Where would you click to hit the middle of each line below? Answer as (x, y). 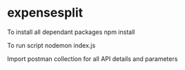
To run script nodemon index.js (51, 45)
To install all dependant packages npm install (71, 32)
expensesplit (45, 13)
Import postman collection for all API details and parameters (92, 59)
